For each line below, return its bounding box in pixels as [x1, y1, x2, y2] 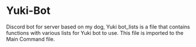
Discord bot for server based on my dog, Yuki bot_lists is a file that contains [6, 23, 190, 30]
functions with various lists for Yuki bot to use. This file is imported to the [6, 29, 184, 36]
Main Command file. [6, 35, 55, 42]
